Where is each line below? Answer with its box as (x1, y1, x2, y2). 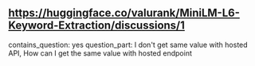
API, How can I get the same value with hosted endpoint (8, 48, 193, 58)
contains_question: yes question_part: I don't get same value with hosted (8, 40, 249, 49)
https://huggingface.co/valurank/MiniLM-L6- (8, 6, 241, 20)
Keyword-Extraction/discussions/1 (8, 19, 186, 33)
